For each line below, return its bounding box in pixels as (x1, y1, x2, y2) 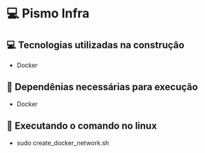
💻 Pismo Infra (6, 6, 90, 22)
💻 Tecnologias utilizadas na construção (6, 39, 185, 51)
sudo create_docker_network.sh (16, 138, 109, 147)
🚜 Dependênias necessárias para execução (6, 81, 198, 93)
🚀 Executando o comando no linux (6, 120, 158, 132)
